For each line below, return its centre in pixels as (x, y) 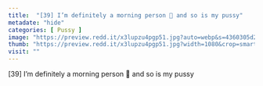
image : (19, 37)
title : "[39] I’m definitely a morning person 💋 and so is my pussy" (126, 15)
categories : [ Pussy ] (45, 30)
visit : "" (24, 52)
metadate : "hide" (36, 23)
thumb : (19, 45)
